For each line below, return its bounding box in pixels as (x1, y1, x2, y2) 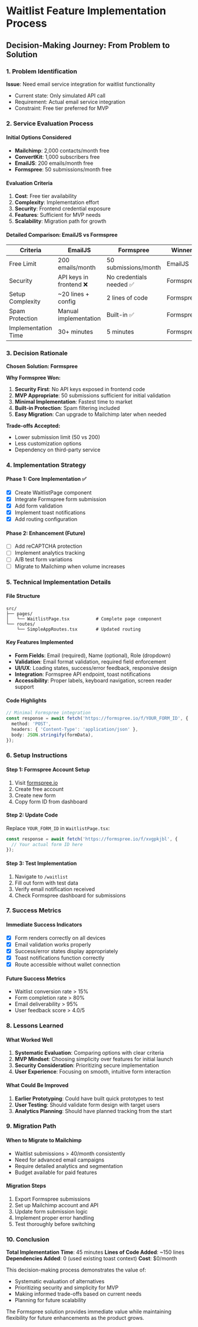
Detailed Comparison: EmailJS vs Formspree (6, 231, 118, 238)
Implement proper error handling (14, 1214, 94, 1221)
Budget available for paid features (14, 1169, 97, 1176)
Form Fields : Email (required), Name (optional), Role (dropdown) (14, 652, 171, 659)
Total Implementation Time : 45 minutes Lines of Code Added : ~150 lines (6, 1248, 184, 1256)
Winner (171, 246, 193, 255)
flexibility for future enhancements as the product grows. (6, 1315, 144, 1322)
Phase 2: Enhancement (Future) (6, 529, 85, 536)
